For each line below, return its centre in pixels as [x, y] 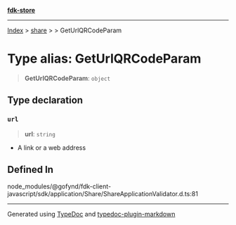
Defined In [31, 170]
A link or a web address [52, 148]
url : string [40, 134]
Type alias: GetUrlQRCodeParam [104, 59]
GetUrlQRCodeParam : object [67, 78]
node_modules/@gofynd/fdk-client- [59, 186]
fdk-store [21, 10]
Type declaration [45, 100]
